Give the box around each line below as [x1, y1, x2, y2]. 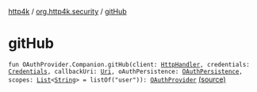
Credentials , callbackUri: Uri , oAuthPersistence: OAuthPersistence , [8, 67, 244, 75]
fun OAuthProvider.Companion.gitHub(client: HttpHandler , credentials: [8, 60, 250, 68]
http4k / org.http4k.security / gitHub [8, 7, 127, 16]
